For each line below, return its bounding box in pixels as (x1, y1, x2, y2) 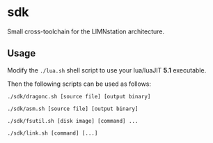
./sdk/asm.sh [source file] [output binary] (7, 105, 139, 112)
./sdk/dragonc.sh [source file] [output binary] (7, 93, 151, 100)
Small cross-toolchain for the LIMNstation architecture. (7, 27, 165, 36)
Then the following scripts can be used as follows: (7, 80, 152, 88)
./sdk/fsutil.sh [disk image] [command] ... (7, 117, 139, 124)
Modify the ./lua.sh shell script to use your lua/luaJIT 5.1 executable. (7, 66, 207, 74)
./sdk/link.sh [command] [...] (7, 130, 98, 137)
